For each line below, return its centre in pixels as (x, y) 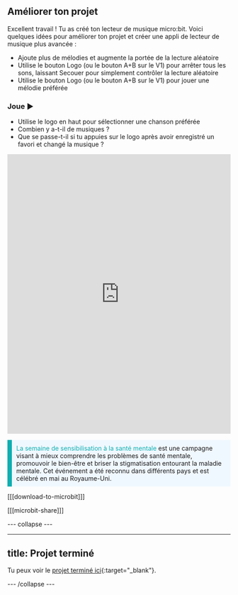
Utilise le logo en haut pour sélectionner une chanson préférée (109, 122)
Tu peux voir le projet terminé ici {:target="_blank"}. (82, 570)
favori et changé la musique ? (61, 144)
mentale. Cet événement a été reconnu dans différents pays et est (113, 471)
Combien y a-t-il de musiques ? (63, 129)
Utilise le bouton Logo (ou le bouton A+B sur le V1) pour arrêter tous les (122, 65)
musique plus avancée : (42, 44)
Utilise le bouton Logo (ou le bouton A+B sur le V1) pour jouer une (113, 80)
